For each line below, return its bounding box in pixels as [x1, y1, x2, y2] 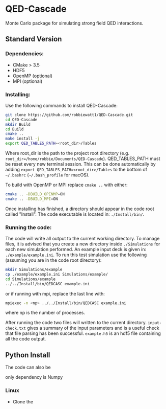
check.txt [5, 326, 26, 331]
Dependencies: [5, 50, 44, 57]
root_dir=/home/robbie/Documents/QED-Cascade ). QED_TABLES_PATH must [5, 155, 160, 162]
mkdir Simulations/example [5, 267, 63, 272]
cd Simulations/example [5, 277, 56, 282]
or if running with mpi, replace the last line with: [5, 290, 105, 297]
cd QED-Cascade [5, 117, 38, 122]
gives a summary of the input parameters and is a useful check [27, 325, 159, 331]
